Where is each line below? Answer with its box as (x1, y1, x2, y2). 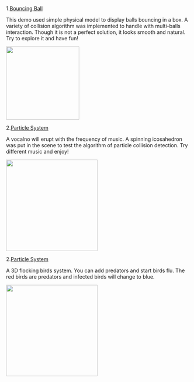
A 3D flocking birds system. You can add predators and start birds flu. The (6, 267, 185, 274)
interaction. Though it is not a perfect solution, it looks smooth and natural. (6, 29, 186, 36)
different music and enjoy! (6, 148, 69, 155)
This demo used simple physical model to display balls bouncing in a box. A (6, 16, 188, 23)
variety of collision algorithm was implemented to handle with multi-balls (6, 23, 181, 29)
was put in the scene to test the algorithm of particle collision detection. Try (6, 142, 188, 148)
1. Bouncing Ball (6, 5, 43, 12)
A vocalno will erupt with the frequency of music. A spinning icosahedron (6, 136, 182, 143)
